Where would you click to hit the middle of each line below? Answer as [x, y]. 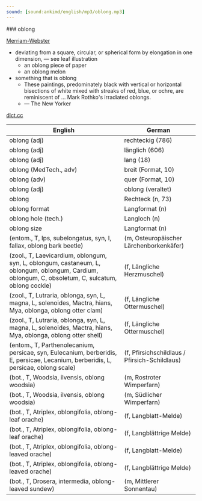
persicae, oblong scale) [43, 367]
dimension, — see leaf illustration [56, 58]
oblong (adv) [28, 179]
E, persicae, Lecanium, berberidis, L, [61, 360]
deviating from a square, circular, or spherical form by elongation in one [104, 52]
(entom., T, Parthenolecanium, [52, 345]
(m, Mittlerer [142, 481]
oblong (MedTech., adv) [43, 169]
